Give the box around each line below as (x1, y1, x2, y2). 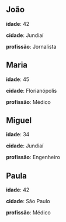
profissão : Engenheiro (6, 154, 60, 161)
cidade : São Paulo (6, 198, 51, 205)
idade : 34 (6, 131, 30, 138)
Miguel (6, 116, 32, 126)
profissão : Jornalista (6, 43, 57, 50)
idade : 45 (6, 76, 30, 83)
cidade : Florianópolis (6, 87, 57, 94)
